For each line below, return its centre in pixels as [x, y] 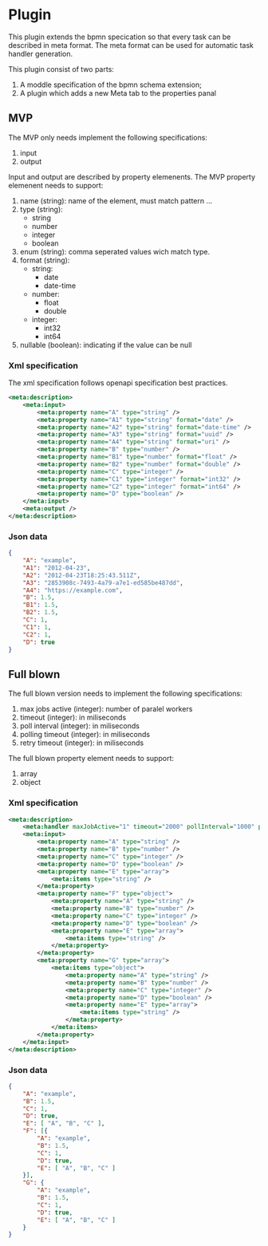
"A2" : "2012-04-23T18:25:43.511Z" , [82, 575]
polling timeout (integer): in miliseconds [85, 735]
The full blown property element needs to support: [91, 759]
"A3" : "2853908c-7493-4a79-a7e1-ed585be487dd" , [103, 583]
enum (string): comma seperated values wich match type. [114, 251]
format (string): [45, 260]
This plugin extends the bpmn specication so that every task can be [120, 37]
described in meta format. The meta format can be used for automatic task [131, 45]
